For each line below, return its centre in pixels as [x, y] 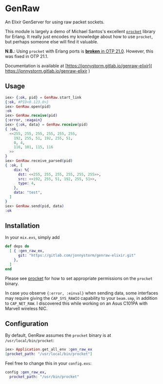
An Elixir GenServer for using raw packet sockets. [55, 22]
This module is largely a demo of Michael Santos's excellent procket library [80, 31]
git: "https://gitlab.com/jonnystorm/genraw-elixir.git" [77, 256]
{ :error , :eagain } [24, 120]
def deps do [17, 246]
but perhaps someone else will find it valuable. [52, 41]
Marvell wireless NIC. [26, 308]
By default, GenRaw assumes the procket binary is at [58, 335]
